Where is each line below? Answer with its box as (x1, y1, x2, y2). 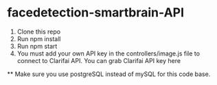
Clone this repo (16, 27, 60, 36)
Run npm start (16, 42, 58, 50)
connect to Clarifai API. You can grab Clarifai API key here (16, 56, 181, 64)
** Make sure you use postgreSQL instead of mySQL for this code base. (7, 70, 211, 78)
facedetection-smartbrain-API (7, 5, 184, 21)
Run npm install (16, 34, 61, 42)
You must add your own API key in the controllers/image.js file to (16, 49, 201, 58)
